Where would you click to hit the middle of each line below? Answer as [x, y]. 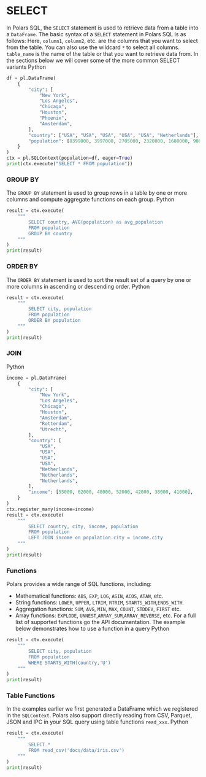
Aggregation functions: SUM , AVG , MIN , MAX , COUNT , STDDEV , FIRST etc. [98, 609]
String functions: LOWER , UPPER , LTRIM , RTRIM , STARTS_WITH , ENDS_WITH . [100, 603]
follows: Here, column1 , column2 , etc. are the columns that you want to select [102, 41]
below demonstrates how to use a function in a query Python [92, 629]
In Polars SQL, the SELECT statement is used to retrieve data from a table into [102, 28]
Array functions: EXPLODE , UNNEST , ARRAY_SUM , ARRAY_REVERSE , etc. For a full [105, 615]
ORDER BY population [55, 321]
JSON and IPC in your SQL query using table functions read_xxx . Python [97, 722]
